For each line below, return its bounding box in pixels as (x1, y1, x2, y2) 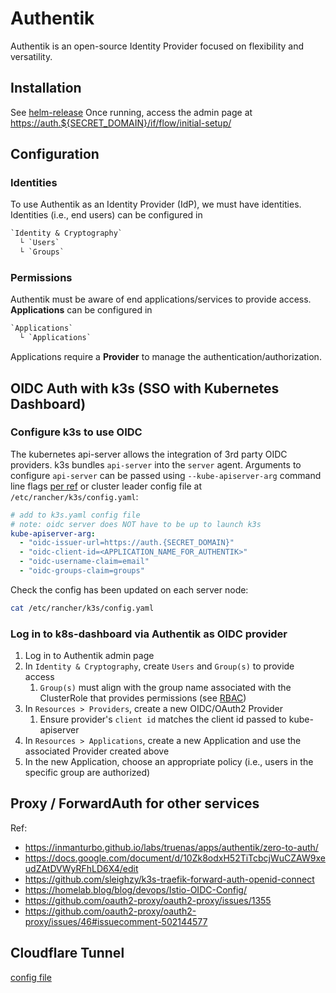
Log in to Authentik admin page (24, 650, 155, 662)
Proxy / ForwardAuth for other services (10, 795, 260, 812)
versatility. (10, 50, 53, 62)
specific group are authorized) (24, 767, 151, 779)
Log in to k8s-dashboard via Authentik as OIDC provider (10, 627, 288, 641)
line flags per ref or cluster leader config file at (10, 480, 202, 492)
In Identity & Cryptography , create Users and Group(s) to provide (24, 660, 295, 672)
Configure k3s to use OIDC (10, 425, 143, 439)
